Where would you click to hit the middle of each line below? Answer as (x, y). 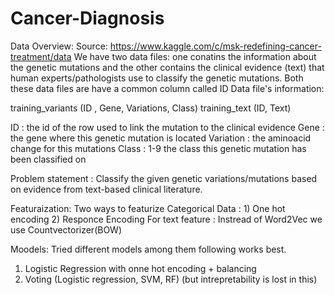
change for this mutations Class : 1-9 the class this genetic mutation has (158, 148)
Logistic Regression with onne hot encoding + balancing (140, 268)
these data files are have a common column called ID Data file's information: (167, 88)
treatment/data (41, 56)
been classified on (48, 159)
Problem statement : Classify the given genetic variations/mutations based (164, 178)
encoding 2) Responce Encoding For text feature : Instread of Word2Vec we (166, 219)
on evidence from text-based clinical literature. (106, 189)
